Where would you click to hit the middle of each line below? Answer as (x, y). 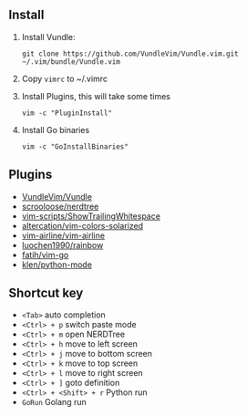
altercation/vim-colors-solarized (82, 225)
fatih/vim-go (45, 255)
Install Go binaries (56, 130)
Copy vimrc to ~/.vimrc (65, 78)
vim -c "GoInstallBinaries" (75, 146)
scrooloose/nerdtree (60, 206)
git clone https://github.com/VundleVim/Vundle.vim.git (130, 54)
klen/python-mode (57, 265)
